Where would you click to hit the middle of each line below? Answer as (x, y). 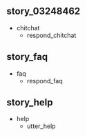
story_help (30, 103)
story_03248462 (43, 11)
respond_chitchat (51, 35)
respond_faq (45, 81)
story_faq (27, 57)
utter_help (41, 126)
